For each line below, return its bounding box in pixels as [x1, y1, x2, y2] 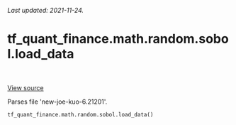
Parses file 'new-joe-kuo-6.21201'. [7, 97, 108, 106]
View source [7, 83, 44, 92]
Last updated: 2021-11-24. [7, 6, 84, 14]
